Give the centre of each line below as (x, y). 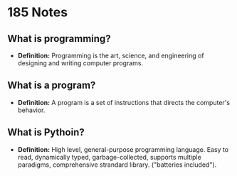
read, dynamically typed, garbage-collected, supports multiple (109, 157)
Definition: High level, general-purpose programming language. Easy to (123, 149)
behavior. (31, 110)
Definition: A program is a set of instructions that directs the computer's (123, 102)
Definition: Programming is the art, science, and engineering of (111, 55)
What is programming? (59, 39)
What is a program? (52, 86)
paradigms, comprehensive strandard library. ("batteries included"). (117, 165)
